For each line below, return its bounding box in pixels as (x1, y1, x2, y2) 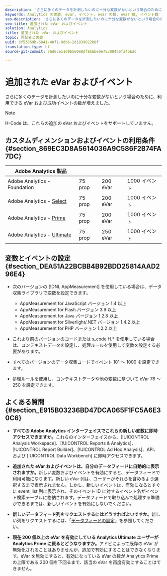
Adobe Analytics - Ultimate (7, 231, 72, 238)
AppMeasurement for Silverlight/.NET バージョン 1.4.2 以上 (19, 319, 140, 325)
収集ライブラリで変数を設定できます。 (12, 290, 91, 296)
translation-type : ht (5, 44, 50, 49)
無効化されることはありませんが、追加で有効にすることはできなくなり (12, 547, 157, 553)
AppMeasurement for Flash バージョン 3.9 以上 (19, 307, 117, 313)
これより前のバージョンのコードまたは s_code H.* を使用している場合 (12, 336, 155, 342)
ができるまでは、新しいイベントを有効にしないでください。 (12, 500, 135, 506)
